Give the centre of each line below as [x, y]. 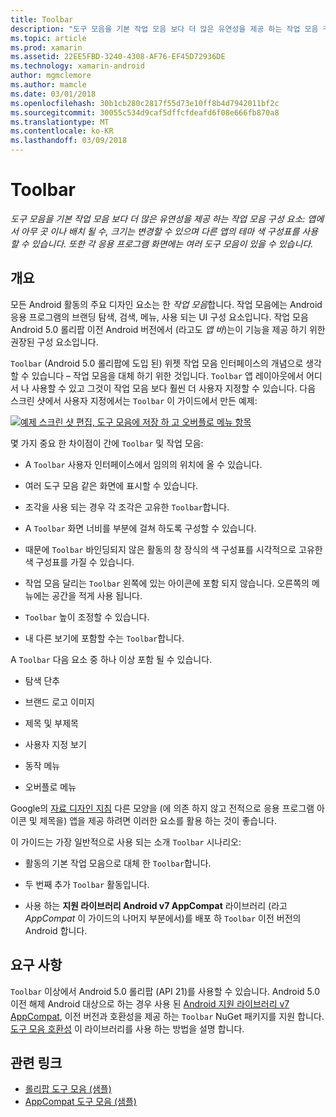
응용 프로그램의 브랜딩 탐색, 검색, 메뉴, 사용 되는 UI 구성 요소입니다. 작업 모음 [159, 317]
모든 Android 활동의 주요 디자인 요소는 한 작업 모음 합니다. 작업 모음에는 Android [166, 304]
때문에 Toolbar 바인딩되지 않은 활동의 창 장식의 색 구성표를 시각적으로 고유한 [173, 549]
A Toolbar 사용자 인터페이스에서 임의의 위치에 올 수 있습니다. [143, 464]
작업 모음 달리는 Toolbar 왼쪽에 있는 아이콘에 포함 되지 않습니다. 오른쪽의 [167, 583]
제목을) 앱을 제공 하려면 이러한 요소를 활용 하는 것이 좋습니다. [158, 820]
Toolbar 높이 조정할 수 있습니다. [87, 617]
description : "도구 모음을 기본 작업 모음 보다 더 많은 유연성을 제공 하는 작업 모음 [164, 29]
